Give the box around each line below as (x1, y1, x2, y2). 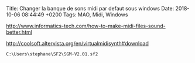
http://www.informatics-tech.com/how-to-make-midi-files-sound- (6, 23, 166, 29)
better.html (6, 29, 32, 36)
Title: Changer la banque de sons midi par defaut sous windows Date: (6, 5, 175, 12)
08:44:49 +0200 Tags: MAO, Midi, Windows (21, 11, 128, 18)
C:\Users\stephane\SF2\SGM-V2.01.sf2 (6, 51, 98, 57)
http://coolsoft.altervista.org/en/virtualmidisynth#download (6, 40, 149, 47)
